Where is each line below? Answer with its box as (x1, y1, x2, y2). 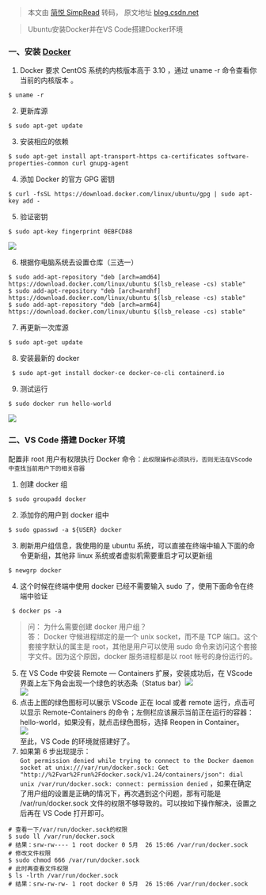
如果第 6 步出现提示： (19, 746, 91, 756)
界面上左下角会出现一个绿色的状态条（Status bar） (19, 678, 186, 688)
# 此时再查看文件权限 (8, 864, 69, 873)
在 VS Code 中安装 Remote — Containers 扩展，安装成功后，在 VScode (19, 668, 253, 677)
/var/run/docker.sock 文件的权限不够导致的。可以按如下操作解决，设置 (19, 798, 250, 808)
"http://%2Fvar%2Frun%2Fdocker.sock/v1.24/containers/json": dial (19, 771, 244, 779)
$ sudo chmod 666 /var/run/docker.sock (8, 856, 140, 864)
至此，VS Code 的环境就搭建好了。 (19, 736, 135, 746)
